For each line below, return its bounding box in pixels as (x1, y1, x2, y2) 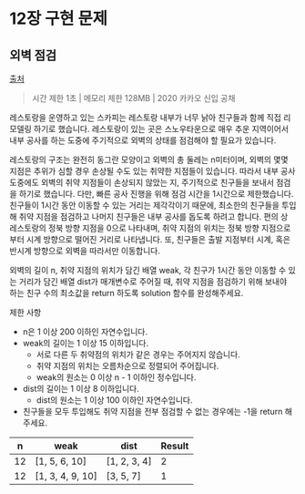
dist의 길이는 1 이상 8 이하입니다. (22, 384, 139, 394)
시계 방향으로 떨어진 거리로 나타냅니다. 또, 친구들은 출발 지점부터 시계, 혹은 (25, 234, 291, 244)
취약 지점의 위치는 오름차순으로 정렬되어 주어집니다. (36, 361, 219, 371)
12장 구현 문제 (9, 8, 107, 29)
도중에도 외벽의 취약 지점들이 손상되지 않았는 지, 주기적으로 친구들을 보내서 (9, 177, 275, 188)
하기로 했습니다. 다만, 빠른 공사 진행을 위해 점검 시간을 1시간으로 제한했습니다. (18, 189, 294, 199)
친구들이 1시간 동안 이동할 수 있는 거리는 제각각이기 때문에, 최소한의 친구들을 (9, 200, 280, 211)
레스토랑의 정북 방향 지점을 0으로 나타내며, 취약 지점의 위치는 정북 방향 (9, 222, 259, 233)
